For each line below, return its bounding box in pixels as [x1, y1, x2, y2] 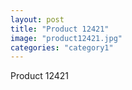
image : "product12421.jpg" [10, 33, 123, 43]
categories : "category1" [10, 42, 114, 53]
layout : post [10, 14, 65, 25]
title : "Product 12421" [10, 24, 110, 34]
